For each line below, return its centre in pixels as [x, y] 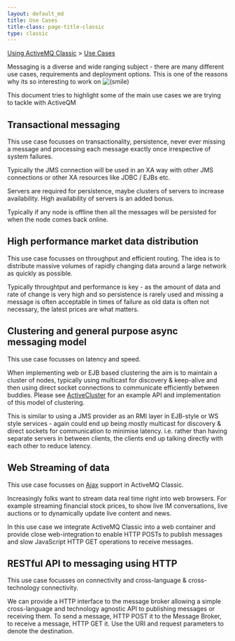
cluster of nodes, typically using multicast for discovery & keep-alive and [112, 380]
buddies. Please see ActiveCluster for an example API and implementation [114, 395]
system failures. [30, 157]
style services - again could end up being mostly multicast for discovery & [114, 423]
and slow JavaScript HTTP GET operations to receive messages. [100, 542]
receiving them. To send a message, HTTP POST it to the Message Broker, [114, 616]
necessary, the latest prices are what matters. [73, 309]
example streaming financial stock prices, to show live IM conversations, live [117, 506]
